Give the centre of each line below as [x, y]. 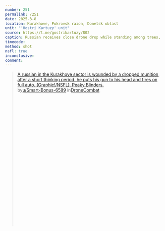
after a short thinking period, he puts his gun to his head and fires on [87, 80]
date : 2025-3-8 [21, 19]
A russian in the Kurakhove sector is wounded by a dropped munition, [88, 74]
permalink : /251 [22, 14]
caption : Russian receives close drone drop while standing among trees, [83, 38]
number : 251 [17, 10]
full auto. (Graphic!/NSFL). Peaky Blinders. [60, 85]
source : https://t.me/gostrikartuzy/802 [48, 33]
